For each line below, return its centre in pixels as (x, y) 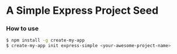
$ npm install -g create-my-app (45, 41)
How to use (22, 29)
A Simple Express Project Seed (82, 11)
